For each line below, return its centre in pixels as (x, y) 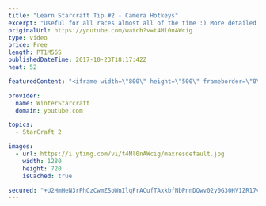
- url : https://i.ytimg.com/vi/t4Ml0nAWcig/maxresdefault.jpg (120, 154)
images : (21, 147)
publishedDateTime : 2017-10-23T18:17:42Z (78, 60)
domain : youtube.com (49, 111)
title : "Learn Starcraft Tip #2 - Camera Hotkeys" (93, 15)
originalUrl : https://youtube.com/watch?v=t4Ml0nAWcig (101, 30)
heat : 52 (23, 67)
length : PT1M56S (35, 52)
